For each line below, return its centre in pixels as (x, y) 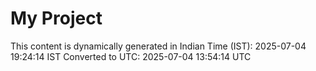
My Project (56, 18)
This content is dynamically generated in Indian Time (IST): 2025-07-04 (158, 46)
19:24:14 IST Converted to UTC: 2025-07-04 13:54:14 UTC (131, 56)
